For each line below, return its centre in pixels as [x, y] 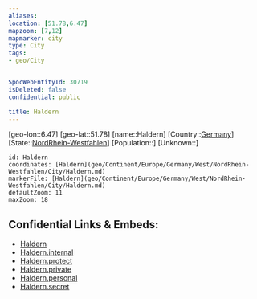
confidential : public [45, 97]
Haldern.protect [46, 261]
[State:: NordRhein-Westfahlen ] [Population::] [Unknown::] [104, 143]
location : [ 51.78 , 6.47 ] [48, 23]
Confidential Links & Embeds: [84, 225]
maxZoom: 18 [28, 200]
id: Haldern [28, 158]
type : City [27, 46]
